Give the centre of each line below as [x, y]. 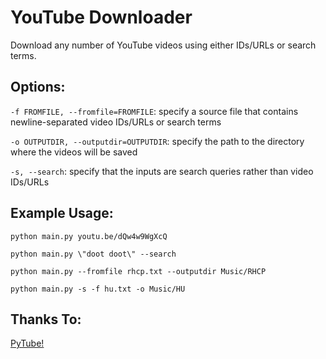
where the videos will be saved [74, 152]
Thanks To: [46, 319]
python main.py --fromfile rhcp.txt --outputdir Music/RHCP [138, 271]
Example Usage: [62, 213]
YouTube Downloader [101, 17]
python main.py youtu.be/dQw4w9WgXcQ [89, 236]
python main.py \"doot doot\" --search [93, 254]
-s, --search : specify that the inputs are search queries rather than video [162, 171]
